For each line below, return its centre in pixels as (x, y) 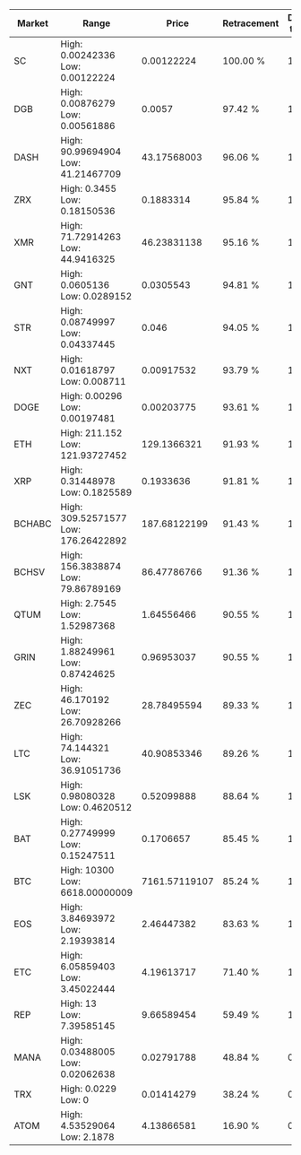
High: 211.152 (91, 433)
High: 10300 (87, 870)
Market (33, 23)
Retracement (251, 23)
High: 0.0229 (89, 1089)
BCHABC (33, 524)
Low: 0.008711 (94, 382)
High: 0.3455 (89, 189)
